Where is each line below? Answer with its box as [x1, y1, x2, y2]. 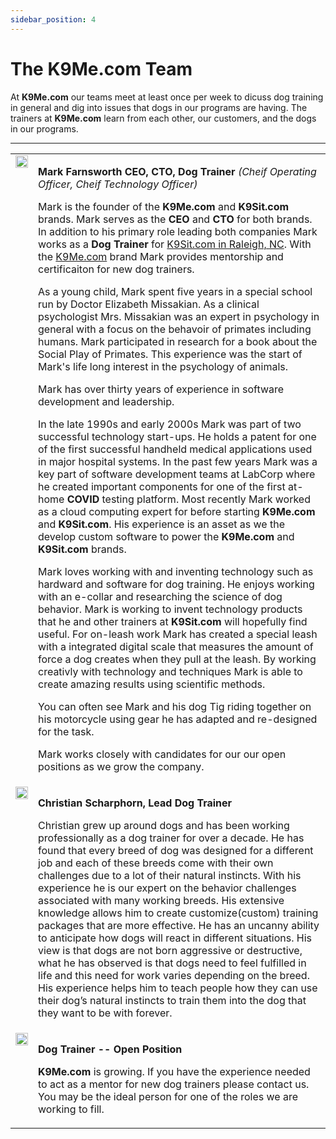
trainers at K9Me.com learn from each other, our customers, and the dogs [10, 112, 317, 124]
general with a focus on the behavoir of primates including [38, 322, 312, 336]
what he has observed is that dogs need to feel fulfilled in [38, 956, 307, 970]
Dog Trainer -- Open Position [38, 1042, 183, 1056]
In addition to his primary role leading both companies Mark [38, 224, 318, 238]
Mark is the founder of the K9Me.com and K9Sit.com [38, 199, 290, 213]
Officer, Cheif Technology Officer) [38, 177, 198, 191]
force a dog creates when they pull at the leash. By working [38, 652, 317, 666]
